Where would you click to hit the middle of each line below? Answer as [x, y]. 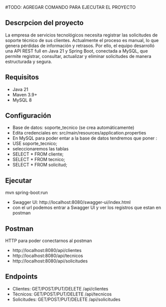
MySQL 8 [22, 100]
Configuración [28, 116]
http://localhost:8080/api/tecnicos [48, 256]
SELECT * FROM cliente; [38, 154]
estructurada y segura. [29, 61]
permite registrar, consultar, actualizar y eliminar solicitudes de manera [78, 56]
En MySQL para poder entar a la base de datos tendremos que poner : [85, 138]
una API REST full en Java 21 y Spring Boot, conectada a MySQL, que [77, 51]
